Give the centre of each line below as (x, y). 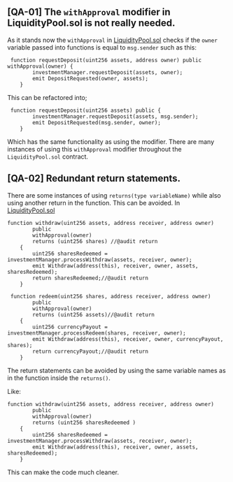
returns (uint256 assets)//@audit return (94, 314)
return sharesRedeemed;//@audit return (91, 278)
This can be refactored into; (47, 97)
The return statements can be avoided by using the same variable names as (116, 370)
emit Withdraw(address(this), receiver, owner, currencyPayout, (128, 339)
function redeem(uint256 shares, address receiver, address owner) (111, 296)
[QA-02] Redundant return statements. (94, 178)
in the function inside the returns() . (59, 378)
